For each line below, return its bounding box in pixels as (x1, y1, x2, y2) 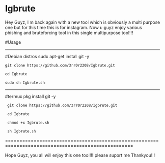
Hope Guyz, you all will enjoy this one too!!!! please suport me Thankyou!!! (5, 152, 155, 158)
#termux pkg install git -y (5, 93, 56, 99)
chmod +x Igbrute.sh (7, 120, 50, 125)
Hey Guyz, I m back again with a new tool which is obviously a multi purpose (5, 19, 161, 25)
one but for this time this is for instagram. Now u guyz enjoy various (5, 24, 142, 30)
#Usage (5, 39, 21, 45)
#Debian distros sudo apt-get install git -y (5, 53, 89, 59)
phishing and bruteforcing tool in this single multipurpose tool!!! (5, 30, 134, 35)
